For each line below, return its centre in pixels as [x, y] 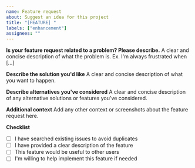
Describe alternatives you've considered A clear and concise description [96, 92]
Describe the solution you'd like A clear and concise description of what [95, 74]
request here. [22, 116]
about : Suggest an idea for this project [58, 17]
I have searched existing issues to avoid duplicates [76, 139]
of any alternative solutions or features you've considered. [77, 98]
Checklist [18, 127]
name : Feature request [34, 11]
